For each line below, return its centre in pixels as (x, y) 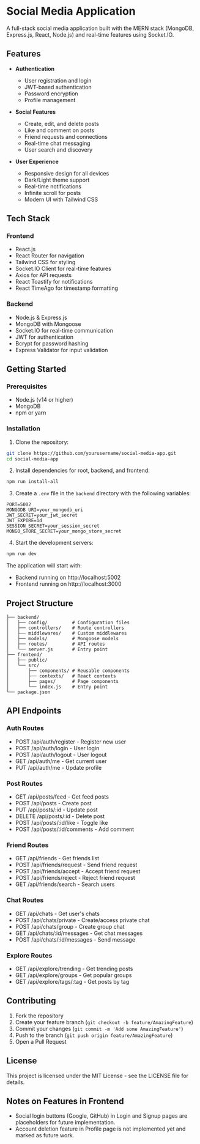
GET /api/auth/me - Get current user (61, 761)
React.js (25, 249)
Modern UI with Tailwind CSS (61, 199)
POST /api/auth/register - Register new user (71, 742)
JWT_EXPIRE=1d (24, 521)
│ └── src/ (23, 666)
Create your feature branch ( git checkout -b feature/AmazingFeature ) (104, 1022)
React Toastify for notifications (54, 282)
